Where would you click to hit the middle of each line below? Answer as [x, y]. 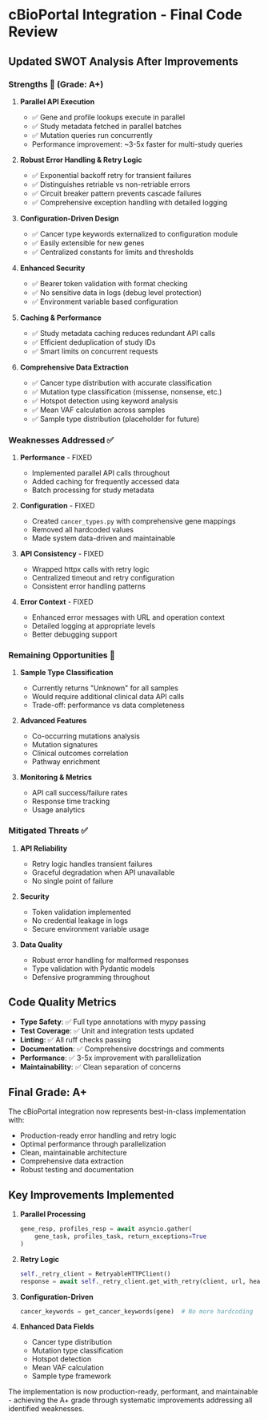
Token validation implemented [81, 912]
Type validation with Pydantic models [93, 969]
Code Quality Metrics [63, 1003]
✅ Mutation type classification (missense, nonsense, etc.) [127, 391]
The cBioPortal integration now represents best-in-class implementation [127, 1111]
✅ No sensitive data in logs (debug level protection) [117, 292]
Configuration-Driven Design [69, 218]
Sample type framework [72, 1376]
